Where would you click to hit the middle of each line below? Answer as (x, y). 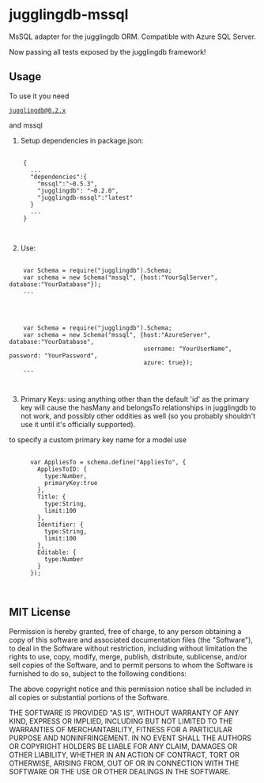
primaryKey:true (71, 483)
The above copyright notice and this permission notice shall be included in (130, 689)
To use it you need (39, 96)
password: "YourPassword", (53, 355)
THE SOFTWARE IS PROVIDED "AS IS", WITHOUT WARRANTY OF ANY (124, 712)
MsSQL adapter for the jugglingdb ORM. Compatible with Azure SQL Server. (132, 36)
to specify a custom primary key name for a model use (98, 439)
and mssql (26, 125)
